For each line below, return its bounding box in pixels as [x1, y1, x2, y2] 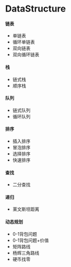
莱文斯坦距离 [12, 206, 39, 212]
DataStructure [5, 3, 66, 15]
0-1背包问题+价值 [12, 237, 49, 243]
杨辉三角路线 [12, 250, 39, 256]
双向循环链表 [12, 51, 39, 58]
